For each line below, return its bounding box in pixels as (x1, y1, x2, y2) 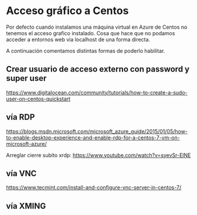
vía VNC (6, 168, 37, 178)
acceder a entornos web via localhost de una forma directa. (6, 36, 151, 43)
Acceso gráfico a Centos (6, 4, 129, 18)
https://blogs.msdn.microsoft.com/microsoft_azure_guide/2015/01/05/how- (6, 128, 188, 135)
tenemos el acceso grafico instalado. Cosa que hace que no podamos (6, 29, 175, 36)
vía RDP (6, 112, 35, 122)
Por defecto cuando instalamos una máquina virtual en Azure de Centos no (6, 23, 188, 30)
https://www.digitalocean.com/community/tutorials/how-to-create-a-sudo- (6, 89, 188, 96)
